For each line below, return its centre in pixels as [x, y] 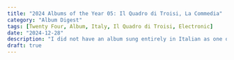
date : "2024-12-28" [36, 33]
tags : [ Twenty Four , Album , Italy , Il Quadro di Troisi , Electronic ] [110, 26]
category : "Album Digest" [45, 20]
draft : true [24, 46]
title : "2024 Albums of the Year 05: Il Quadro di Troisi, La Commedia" [115, 13]
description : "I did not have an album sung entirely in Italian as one [115, 39]
